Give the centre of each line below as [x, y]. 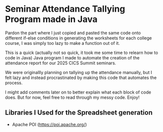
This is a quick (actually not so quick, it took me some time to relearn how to [82, 53]
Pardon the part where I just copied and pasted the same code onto [73, 33]
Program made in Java [51, 19]
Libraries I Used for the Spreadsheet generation [79, 113]
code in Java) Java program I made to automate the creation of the [72, 57]
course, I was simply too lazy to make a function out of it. [62, 43]
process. [14, 83]
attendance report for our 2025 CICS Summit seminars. [61, 63]
